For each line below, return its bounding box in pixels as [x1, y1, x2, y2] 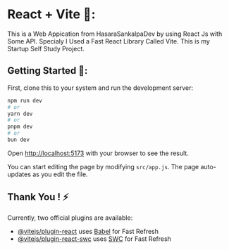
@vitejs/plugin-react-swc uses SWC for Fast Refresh [17, 235, 171, 243]
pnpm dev [7, 123, 33, 131]
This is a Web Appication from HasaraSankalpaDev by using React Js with [7, 29, 223, 38]
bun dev [7, 136, 30, 143]
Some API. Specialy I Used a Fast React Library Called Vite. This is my [7, 37, 210, 45]
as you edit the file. [32, 170, 88, 178]
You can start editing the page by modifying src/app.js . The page [7, 162, 199, 171]
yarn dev [7, 110, 33, 117]
